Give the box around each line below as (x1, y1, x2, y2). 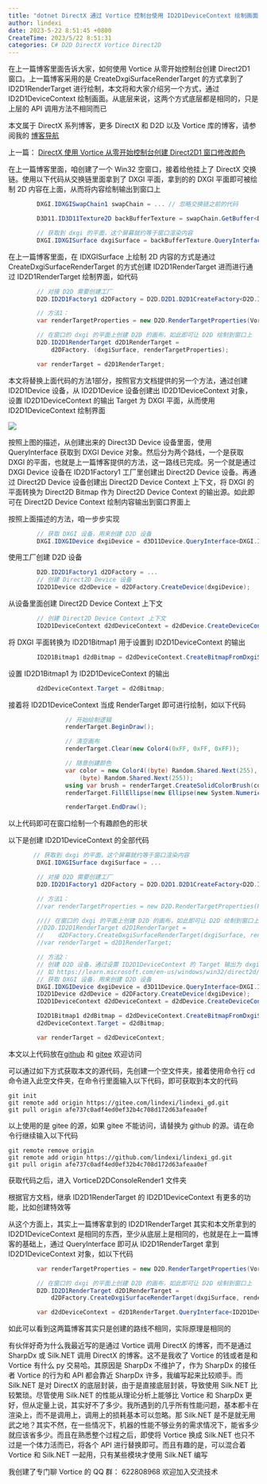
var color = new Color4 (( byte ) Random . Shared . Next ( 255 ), (64, 766, 258, 774)
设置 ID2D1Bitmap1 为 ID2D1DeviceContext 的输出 (8, 668, 170, 678)
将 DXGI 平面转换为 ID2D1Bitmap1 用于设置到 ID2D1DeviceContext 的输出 (8, 637, 246, 647)
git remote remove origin (8, 1147, 94, 1155)
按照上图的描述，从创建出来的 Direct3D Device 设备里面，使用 (8, 437, 212, 446)
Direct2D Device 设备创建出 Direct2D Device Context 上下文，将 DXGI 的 (17, 477, 254, 486)
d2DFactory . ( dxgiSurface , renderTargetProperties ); (50, 345, 229, 354)
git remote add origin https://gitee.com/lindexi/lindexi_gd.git (8, 1099, 229, 1107)
